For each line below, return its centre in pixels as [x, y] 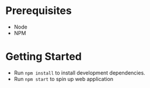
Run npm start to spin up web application [64, 79]
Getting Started [44, 57]
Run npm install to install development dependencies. [79, 73]
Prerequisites [39, 11]
